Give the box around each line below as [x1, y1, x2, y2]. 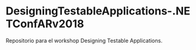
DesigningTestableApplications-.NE [5, 4, 191, 18]
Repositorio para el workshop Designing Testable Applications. [5, 37, 163, 44]
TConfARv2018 [5, 17, 84, 31]
